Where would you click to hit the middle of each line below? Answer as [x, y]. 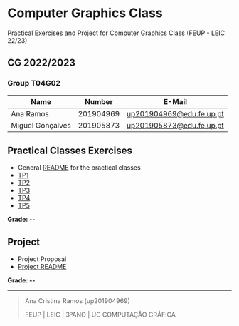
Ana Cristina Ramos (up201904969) [77, 301]
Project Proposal [42, 259]
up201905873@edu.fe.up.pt [175, 125]
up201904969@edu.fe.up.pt [175, 113]
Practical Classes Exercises [70, 151]
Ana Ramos [30, 113]
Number [99, 101]
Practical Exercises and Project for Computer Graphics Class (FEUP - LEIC [116, 33]
